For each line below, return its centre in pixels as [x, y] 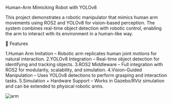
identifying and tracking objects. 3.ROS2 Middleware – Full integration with [84, 64]
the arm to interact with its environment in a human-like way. [69, 34]
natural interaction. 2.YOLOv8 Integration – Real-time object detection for [83, 59]
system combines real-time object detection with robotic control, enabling [83, 28]
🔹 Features [17, 44]
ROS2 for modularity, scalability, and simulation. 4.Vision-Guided [74, 70]
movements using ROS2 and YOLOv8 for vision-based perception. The [80, 23]
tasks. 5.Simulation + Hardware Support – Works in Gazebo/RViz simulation [85, 81]
